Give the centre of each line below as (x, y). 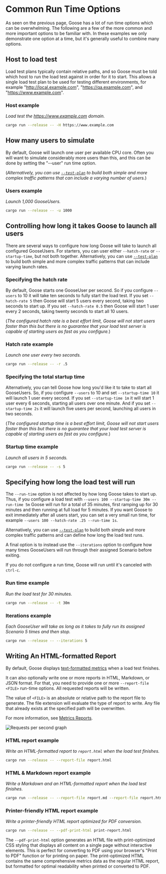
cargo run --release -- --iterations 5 (47, 641)
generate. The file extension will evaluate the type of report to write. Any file (83, 703)
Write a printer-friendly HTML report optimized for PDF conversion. (74, 822)
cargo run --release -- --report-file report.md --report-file (72, 798)
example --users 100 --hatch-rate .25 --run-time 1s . (62, 520)
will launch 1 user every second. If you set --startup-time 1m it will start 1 (80, 398)
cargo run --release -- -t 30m (38, 603)
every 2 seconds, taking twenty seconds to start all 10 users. (67, 311)
